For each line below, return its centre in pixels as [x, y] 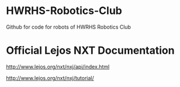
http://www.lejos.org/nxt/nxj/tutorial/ [50, 78]
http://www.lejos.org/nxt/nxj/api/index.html [58, 67]
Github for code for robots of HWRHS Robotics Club [69, 27]
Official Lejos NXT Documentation [90, 51]
